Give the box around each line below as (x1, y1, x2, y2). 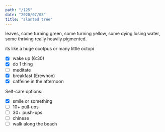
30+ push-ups (12, 109, 43, 115)
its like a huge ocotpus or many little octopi (5, 46, 95, 52)
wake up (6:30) (12, 55, 44, 61)
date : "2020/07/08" (5, 12, 46, 17)
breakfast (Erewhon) (12, 73, 55, 79)
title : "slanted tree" (5, 17, 53, 22)
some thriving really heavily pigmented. (5, 36, 87, 42)
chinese (12, 115, 29, 121)
